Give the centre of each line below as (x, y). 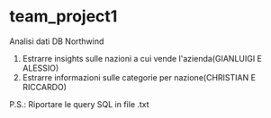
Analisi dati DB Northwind (57, 41)
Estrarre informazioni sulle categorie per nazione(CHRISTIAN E (139, 77)
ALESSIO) (41, 68)
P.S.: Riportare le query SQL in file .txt (80, 104)
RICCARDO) (45, 87)
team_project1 (63, 17)
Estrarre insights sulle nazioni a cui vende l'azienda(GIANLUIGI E (142, 58)
